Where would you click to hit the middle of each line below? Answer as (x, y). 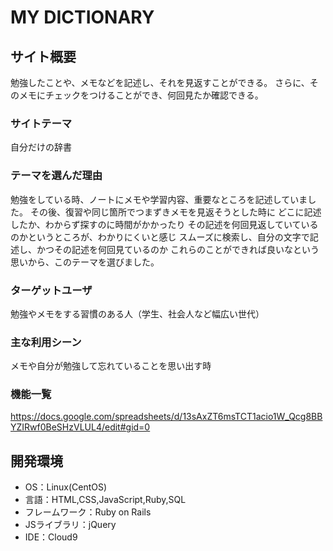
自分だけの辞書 (41, 147)
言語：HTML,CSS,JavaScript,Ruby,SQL (105, 500)
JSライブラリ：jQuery (70, 525)
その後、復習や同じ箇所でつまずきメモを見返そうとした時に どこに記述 (175, 212)
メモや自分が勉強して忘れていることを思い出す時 (111, 366)
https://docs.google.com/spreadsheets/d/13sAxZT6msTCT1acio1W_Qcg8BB (166, 417)
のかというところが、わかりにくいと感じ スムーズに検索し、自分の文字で (160, 237)
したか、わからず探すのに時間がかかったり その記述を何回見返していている (164, 224)
